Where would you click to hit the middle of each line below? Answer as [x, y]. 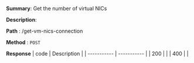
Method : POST [23, 42]
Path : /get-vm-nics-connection [45, 31]
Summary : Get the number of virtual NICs [57, 8]
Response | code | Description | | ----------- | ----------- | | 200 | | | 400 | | [97, 54]
